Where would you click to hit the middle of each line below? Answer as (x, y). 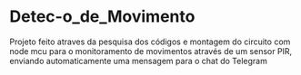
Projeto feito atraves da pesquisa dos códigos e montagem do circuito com (150, 42)
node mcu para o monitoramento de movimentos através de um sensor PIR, (151, 51)
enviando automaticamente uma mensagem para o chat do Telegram (139, 61)
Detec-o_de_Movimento (102, 17)
